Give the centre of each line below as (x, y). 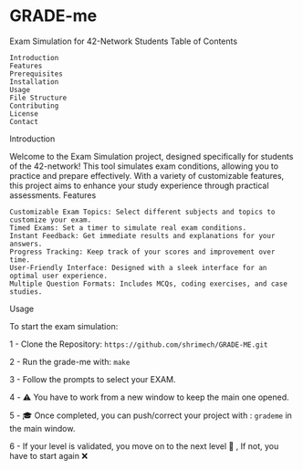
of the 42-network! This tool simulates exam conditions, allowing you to (144, 166)
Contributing (34, 106)
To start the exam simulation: (64, 326)
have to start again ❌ (49, 455)
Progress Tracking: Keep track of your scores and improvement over (142, 252)
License (24, 114)
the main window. (42, 428)
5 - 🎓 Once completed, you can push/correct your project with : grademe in (151, 415)
